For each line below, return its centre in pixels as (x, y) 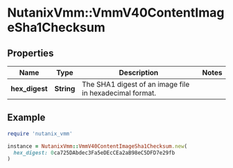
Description (139, 73)
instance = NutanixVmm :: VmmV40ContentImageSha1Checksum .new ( (97, 146)
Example (26, 118)
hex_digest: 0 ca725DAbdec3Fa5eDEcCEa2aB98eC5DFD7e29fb (94, 153)
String (65, 89)
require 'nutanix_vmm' (40, 133)
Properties (31, 53)
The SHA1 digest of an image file (136, 84)
